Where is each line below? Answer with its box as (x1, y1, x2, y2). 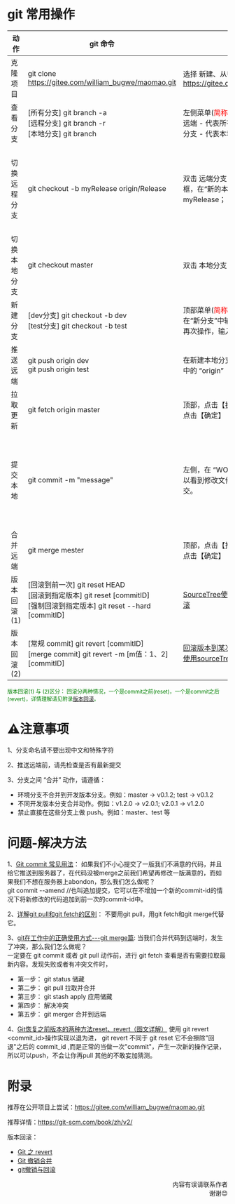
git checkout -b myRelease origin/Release (27, 183, 166, 193)
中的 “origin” (183, 366, 224, 376)
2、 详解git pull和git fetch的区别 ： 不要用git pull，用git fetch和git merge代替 (7, 910, 225, 918)
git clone (27, 68, 57, 78)
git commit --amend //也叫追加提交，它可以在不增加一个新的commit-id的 (7, 886, 217, 894)
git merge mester (27, 545, 84, 555)
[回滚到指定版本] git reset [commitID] (27, 590, 150, 600)
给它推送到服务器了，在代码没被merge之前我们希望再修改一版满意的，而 (7, 868, 216, 877)
